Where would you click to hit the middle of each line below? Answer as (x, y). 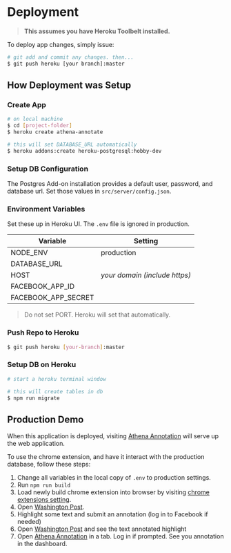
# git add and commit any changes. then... (71, 57)
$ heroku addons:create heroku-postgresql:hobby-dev (84, 151)
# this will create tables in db (55, 391)
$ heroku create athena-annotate (55, 132)
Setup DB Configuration (48, 169)
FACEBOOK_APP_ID (42, 286)
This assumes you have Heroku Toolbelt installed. (97, 31)
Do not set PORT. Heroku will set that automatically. (97, 315)
